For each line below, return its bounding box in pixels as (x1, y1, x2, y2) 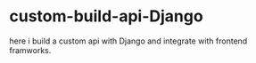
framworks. (9, 44, 52, 55)
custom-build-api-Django (9, 6, 203, 27)
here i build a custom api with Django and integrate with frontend (9, 35, 248, 46)
